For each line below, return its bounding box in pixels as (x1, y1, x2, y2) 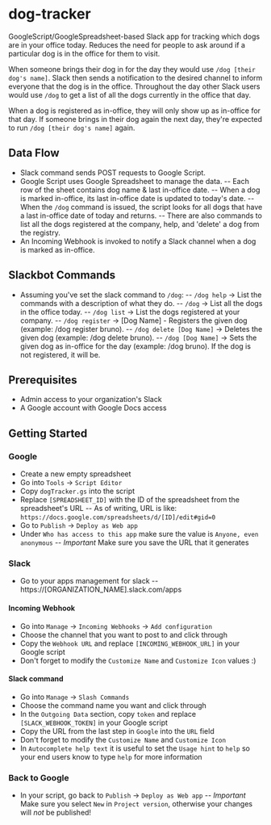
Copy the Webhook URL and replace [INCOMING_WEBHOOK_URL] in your (19, 639, 240, 648)
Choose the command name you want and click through (19, 700, 207, 710)
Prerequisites (8, 373, 77, 387)
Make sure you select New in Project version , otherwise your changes (19, 799, 252, 809)
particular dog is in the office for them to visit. (8, 48, 161, 58)
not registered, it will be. (19, 350, 101, 359)
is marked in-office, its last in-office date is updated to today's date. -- (19, 193, 255, 203)
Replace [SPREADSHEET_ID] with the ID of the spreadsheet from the (19, 495, 240, 505)
